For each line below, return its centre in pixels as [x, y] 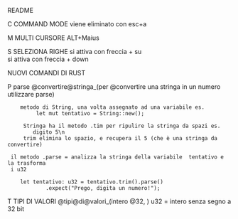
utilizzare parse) [31, 94]
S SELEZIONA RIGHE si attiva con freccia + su [75, 52]
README [21, 10]
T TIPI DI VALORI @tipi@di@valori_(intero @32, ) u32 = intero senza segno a [119, 201]
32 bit [16, 209]
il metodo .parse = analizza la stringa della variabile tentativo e [117, 157]
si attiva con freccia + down [48, 59]
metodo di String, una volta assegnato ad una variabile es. [112, 107]
